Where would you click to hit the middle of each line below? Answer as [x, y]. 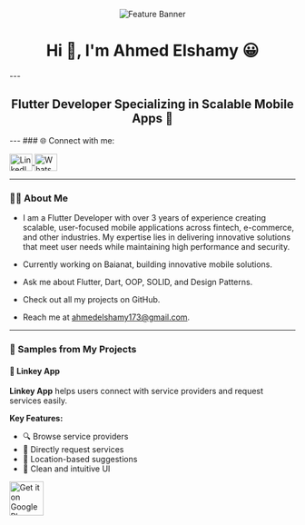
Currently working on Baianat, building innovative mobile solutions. [148, 264]
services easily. [39, 401]
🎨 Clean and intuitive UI [66, 469]
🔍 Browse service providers [75, 437]
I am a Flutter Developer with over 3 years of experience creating [144, 218]
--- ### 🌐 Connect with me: [62, 140]
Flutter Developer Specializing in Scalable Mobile [152, 104]
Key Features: [36, 419]
